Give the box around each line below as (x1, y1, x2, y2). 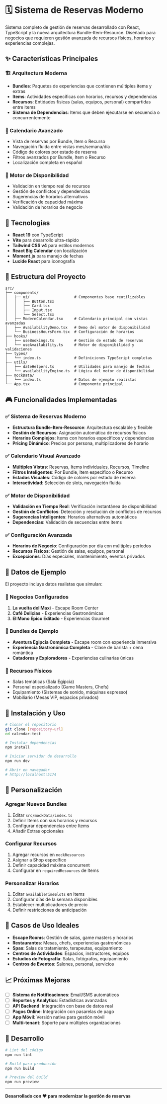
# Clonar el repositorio (5, 722, 57, 727)
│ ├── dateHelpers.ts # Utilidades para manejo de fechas (5, 364, 150, 369)
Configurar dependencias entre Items (12, 823, 89, 829)
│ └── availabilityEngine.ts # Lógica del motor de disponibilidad (5, 368, 155, 373)
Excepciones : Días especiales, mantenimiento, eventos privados (12, 553, 145, 560)
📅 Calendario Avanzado (5, 127, 63, 134)
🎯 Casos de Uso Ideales (5, 921, 80, 930)
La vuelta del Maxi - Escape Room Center (12, 605, 98, 611)
